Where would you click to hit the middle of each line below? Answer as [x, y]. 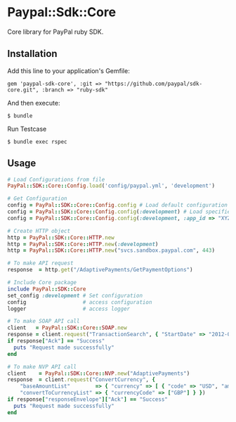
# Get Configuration [38, 199]
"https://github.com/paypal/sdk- [153, 84]
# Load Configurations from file [56, 179]
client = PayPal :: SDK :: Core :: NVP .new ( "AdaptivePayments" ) [99, 373]
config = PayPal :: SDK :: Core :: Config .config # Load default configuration [118, 205]
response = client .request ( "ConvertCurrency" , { [81, 380]
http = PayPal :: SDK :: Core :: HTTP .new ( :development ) [83, 244]
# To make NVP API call [42, 366]
